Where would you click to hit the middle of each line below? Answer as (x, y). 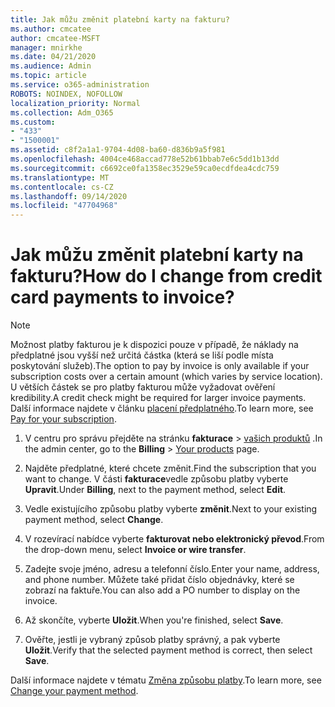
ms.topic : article (48, 76)
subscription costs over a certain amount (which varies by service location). (166, 377)
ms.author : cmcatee (51, 29)
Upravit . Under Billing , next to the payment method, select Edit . (155, 490)
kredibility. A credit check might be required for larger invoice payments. (158, 398)
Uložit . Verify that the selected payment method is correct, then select (168, 650)
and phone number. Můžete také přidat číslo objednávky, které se (159, 580)
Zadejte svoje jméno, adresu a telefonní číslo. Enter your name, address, (172, 569)
